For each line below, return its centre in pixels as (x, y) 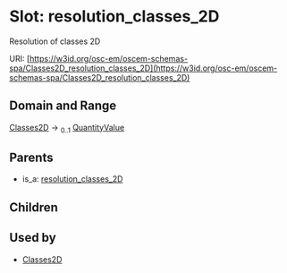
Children (34, 207)
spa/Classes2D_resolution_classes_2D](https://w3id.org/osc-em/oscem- (143, 68)
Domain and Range (63, 106)
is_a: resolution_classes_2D (72, 179)
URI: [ (20, 58)
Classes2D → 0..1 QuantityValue (67, 128)
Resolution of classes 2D (55, 41)
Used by (33, 238)
